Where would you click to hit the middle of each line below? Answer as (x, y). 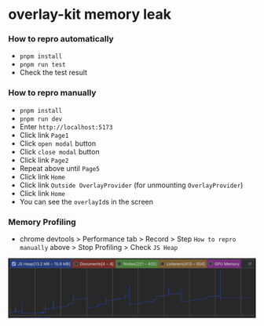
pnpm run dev (41, 119)
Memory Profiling (42, 222)
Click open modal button (58, 143)
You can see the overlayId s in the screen (86, 201)
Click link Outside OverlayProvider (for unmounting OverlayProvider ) (131, 185)
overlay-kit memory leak (90, 14)
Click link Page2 (44, 160)
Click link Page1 (44, 135)
